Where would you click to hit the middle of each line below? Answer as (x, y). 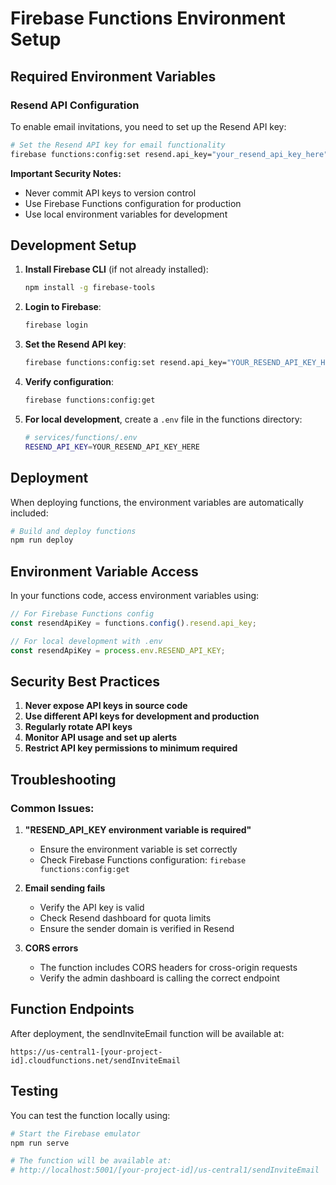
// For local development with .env (86, 641)
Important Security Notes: (66, 173)
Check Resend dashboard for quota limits (125, 918)
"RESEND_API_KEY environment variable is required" (138, 830)
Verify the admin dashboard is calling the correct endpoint (159, 978)
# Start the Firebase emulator (75, 1133)
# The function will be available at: (91, 1161)
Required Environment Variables (113, 76)
